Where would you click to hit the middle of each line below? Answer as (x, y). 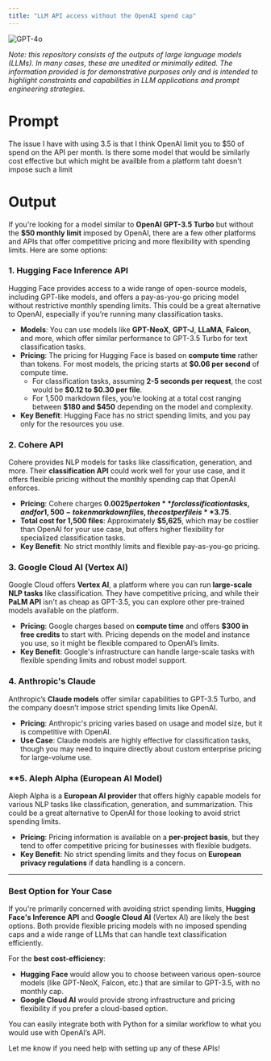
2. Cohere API (36, 444)
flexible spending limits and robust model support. (103, 660)
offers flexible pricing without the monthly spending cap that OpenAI (122, 480)
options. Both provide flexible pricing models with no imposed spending (128, 926)
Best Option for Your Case (60, 891)
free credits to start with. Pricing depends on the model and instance (135, 635)
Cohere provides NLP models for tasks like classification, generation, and (130, 462)
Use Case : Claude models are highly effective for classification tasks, (135, 740)
